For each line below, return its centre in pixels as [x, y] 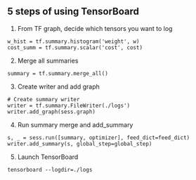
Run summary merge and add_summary [75, 124]
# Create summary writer [44, 99]
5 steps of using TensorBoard [73, 12]
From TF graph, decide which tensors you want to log [95, 28]
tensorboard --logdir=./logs [50, 169]
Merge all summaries [48, 60]
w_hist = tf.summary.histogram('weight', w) [73, 41]
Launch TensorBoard [48, 157]
